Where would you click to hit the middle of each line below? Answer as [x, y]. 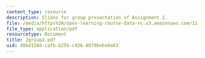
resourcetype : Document [37, 34]
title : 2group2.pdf [31, 40]
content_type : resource [37, 12]
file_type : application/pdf [42, 29]
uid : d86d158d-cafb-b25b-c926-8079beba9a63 [63, 46]
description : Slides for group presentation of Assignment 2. [87, 18]
